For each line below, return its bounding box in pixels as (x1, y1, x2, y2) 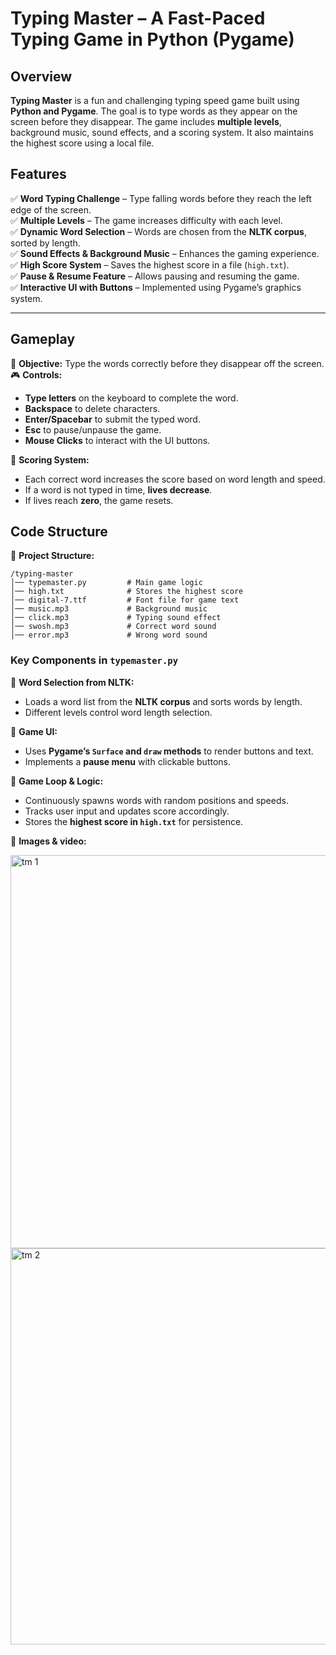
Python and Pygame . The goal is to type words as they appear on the (10, 105, 298, 117)
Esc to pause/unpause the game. (24, 423, 162, 436)
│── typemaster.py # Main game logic (10, 578, 203, 588)
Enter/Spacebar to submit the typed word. (24, 413, 201, 425)
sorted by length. (10, 237, 81, 249)
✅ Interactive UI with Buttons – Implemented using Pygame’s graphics (10, 281, 302, 293)
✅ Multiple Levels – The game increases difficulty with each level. (10, 214, 283, 226)
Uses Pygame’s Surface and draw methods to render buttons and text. (24, 745, 314, 757)
